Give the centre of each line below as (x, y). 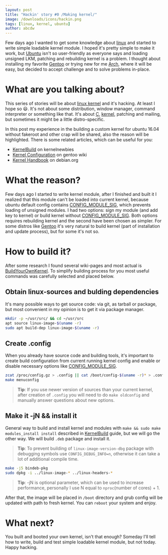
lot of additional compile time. (48, 459)
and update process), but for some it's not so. (52, 231)
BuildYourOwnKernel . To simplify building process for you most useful (77, 270)
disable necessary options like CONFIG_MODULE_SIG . (61, 366)
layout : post (19, 10)
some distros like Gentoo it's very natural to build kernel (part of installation (82, 226)
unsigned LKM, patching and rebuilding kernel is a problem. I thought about (83, 59)
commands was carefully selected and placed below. (60, 276)
